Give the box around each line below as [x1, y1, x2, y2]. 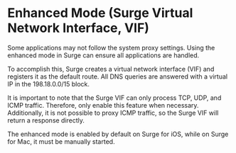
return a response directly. [7, 115, 85, 125]
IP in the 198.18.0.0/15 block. [7, 79, 90, 88]
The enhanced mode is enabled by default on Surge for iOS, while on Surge [7, 130, 229, 138]
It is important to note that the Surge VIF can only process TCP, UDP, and [7, 93, 222, 102]
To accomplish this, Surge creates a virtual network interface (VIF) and [7, 64, 215, 73]
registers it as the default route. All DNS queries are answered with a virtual [7, 72, 228, 81]
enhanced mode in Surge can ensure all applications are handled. [7, 51, 200, 59]
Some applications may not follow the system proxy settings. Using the [7, 43, 215, 52]
